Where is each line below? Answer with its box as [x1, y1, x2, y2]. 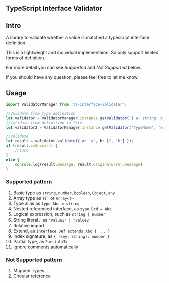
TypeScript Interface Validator [6, 4, 102, 13]
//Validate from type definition [6, 111, 76, 116]
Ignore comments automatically [13, 244, 78, 250]
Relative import [13, 222, 45, 228]
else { [6, 157, 20, 162]
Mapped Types [13, 267, 45, 273]
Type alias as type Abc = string [13, 200, 80, 206]
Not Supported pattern [6, 256, 62, 263]
